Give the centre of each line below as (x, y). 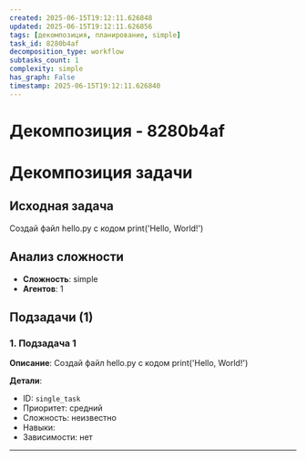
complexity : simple (46, 69)
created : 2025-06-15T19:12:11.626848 (81, 18)
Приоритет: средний (62, 408)
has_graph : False (42, 78)
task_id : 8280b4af (44, 43)
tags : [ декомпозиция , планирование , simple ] (95, 35)
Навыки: (39, 428)
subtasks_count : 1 (44, 60)
